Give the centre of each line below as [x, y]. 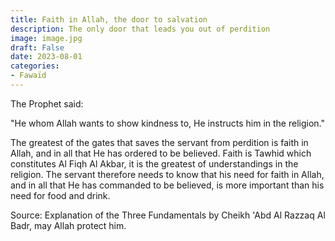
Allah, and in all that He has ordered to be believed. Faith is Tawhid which [161, 153]
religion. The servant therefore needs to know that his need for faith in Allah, [167, 174]
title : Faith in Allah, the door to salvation [109, 19]
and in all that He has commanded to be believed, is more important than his [167, 185]
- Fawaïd [28, 76]
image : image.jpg [46, 38]
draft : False [37, 47]
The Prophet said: [47, 103]
